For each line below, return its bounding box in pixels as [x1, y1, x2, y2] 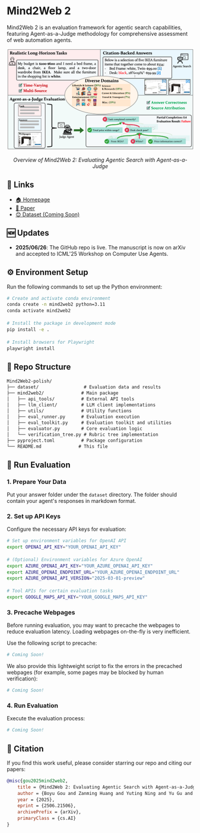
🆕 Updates [7, 228, 49, 238]
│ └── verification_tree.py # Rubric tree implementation [7, 432, 159, 438]
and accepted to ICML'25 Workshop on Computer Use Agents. [15, 250, 169, 257]
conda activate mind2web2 [7, 308, 71, 314]
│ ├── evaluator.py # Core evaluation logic [7, 426, 143, 432]
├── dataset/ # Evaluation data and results [7, 384, 161, 390]
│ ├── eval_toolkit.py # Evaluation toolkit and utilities [7, 420, 172, 426]
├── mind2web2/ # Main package [7, 390, 119, 396]
